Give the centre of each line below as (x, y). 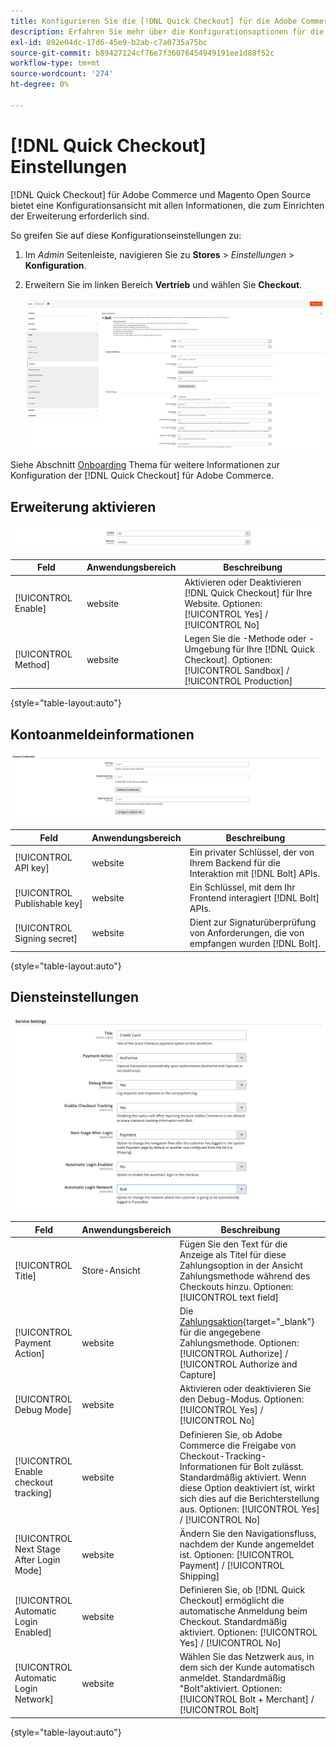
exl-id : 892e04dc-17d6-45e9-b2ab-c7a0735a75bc (109, 42)
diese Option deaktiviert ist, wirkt (247, 1487)
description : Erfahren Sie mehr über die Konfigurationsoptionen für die (167, 31)
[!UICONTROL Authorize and (238, 1364)
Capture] (198, 1375)
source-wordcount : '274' (62, 74)
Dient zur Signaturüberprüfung (253, 922)
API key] (32, 868)
